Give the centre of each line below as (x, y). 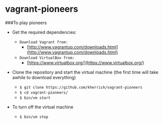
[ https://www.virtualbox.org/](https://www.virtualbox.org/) (85, 62)
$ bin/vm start (35, 98)
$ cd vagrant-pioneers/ (44, 93)
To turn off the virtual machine (43, 107)
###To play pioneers (26, 23)
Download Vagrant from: (44, 42)
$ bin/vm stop (34, 117)
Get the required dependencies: (44, 32)
